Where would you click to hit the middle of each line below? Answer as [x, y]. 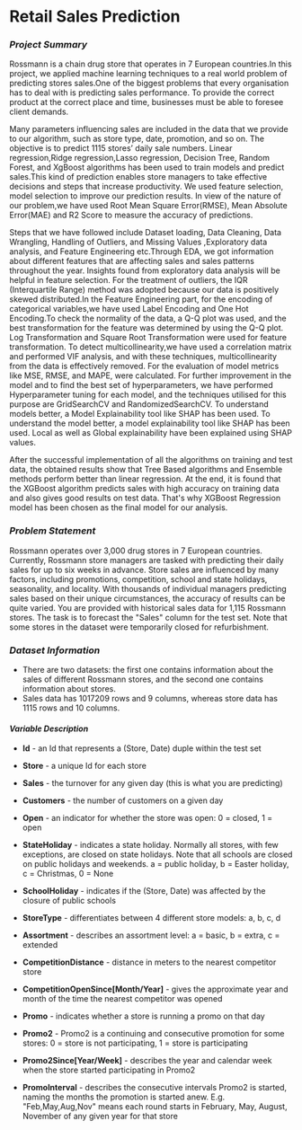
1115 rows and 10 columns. [71, 708]
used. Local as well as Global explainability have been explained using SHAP [151, 433]
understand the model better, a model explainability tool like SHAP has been [150, 423]
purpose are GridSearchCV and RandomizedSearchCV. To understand [139, 404]
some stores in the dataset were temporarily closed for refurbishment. [139, 627]
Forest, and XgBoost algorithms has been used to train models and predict [147, 167]
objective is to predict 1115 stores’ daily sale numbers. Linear [121, 148]
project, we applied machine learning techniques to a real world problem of [148, 74]
